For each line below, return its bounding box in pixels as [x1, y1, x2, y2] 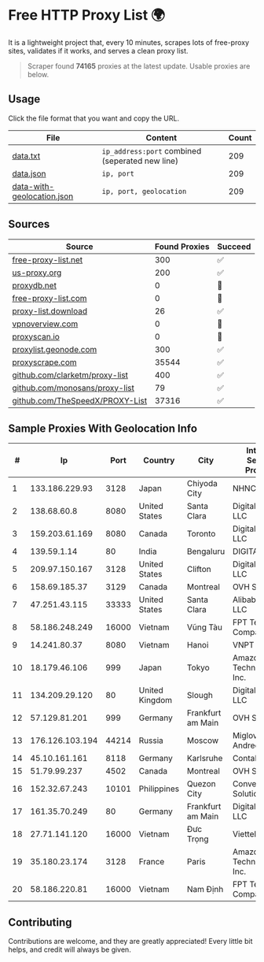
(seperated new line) [101, 155, 179, 166]
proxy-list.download [12, 305, 88, 316]
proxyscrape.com [12, 356, 77, 367]
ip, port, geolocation [101, 187, 187, 195]
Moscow [187, 735, 219, 746]
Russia [138, 735, 163, 746]
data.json [12, 168, 46, 179]
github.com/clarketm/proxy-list [12, 370, 128, 381]
